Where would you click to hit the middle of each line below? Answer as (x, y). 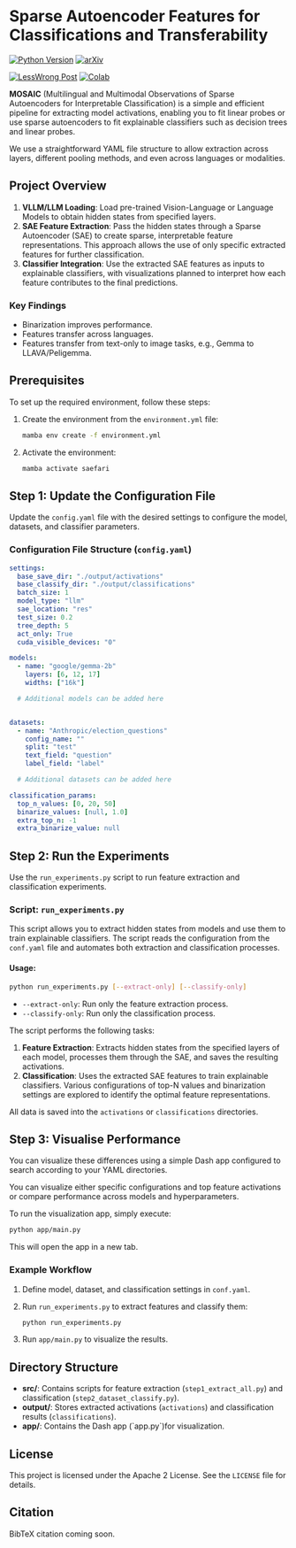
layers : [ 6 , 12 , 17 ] (63, 674)
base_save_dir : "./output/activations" (91, 576)
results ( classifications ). (69, 1417)
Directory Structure (64, 1367)
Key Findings (38, 305)
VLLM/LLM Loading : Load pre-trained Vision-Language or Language (148, 207)
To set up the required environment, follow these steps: (110, 402)
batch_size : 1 (43, 593)
